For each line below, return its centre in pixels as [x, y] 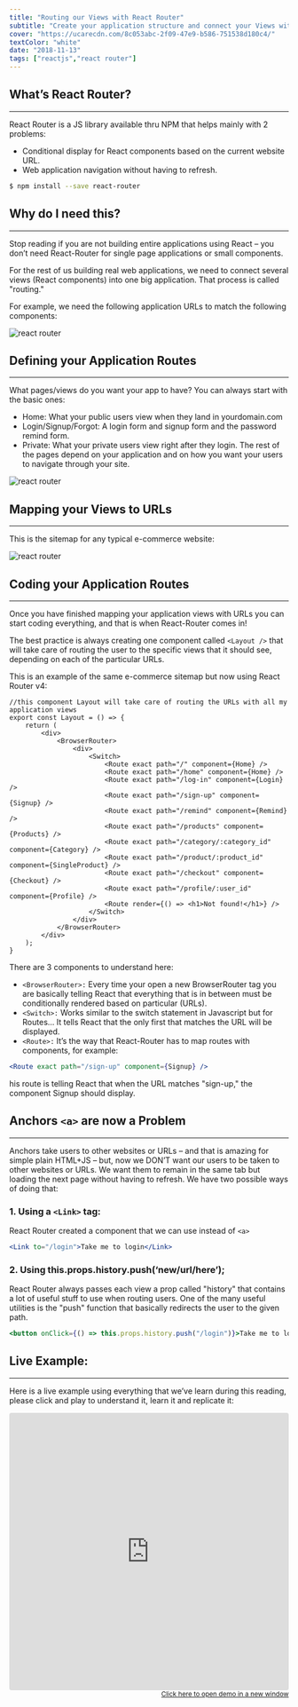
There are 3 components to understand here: [91, 967]
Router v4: [28, 685]
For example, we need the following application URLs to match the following [148, 306]
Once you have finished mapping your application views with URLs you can [147, 613]
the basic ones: [37, 399]
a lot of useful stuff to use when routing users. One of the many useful [137, 1299]
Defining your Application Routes [103, 360]
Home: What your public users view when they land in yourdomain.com [153, 417]
